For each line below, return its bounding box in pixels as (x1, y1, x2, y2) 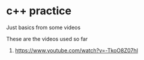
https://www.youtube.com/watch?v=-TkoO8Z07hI (14, 46, 138, 54)
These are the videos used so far (6, 35, 88, 42)
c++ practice (6, 4, 72, 18)
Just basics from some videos (6, 24, 81, 31)
